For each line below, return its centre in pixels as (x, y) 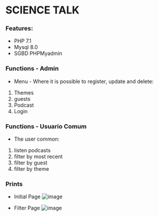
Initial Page (27, 197)
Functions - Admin (32, 69)
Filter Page (27, 208)
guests (22, 99)
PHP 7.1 (22, 41)
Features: (19, 29)
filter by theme (31, 169)
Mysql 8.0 (26, 47)
